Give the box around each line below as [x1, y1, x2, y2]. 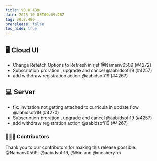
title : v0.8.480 [5, 7, 40, 13]
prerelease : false [5, 21, 44, 27]
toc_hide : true [5, 26, 37, 31]
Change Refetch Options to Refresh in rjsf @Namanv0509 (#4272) [12, 61, 152, 68]
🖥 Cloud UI [5, 46, 39, 54]
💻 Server [5, 88, 35, 96]
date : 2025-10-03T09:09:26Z [5, 12, 65, 17]
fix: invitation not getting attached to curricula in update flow [12, 104, 139, 110]
